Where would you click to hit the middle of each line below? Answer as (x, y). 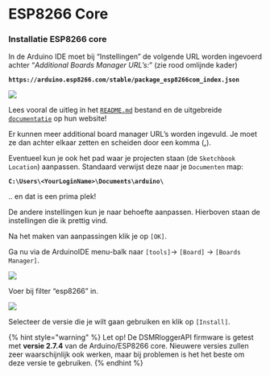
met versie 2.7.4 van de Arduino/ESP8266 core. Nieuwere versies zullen (129, 346)
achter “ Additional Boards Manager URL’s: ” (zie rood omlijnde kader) (123, 65)
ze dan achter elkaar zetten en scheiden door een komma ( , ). (110, 143)
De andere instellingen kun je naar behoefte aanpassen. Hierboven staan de (134, 212)
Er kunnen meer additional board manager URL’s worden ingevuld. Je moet (133, 134)
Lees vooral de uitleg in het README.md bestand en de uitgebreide (115, 110)
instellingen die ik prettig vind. (58, 221)
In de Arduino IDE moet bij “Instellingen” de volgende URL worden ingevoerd (135, 56)
